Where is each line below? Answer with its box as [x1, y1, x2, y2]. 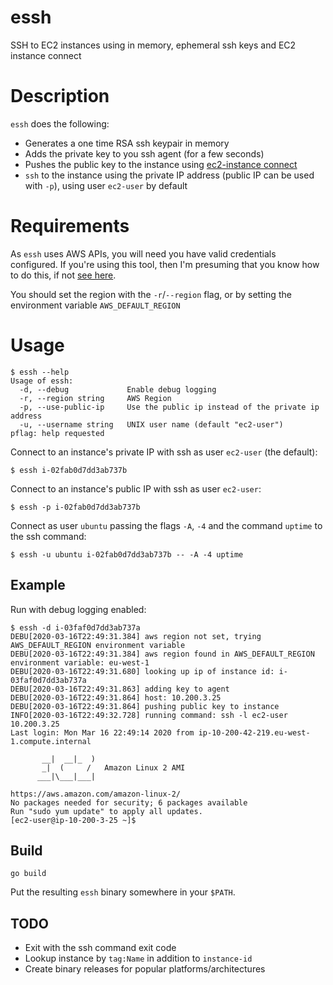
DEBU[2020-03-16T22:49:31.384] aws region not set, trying [10, 631, 262, 641]
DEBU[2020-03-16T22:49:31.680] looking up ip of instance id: [10, 666, 275, 676]
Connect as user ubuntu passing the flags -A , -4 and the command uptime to [10, 519, 323, 531]
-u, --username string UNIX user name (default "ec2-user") [19, 419, 284, 430]
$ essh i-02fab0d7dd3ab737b [10, 465, 128, 475]
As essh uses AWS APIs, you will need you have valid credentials [10, 247, 277, 260]
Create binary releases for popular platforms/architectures [24, 963, 266, 975]
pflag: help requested [10, 428, 105, 438]
